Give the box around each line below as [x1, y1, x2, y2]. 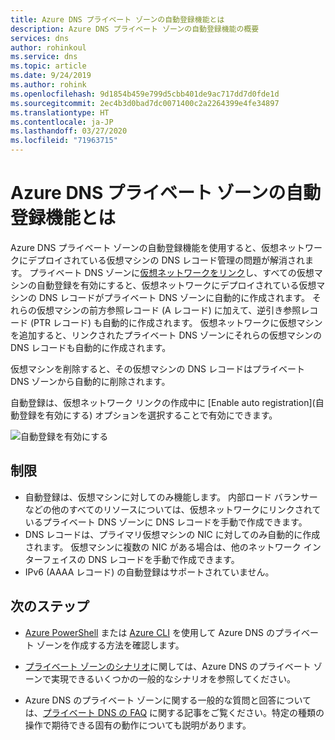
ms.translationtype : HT [10, 107, 110, 118]
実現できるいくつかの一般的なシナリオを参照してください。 [51, 672, 296, 685]
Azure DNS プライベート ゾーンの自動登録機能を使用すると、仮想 [10, 241, 280, 253]
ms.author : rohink [10, 80, 87, 90]
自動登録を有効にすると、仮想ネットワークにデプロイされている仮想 [36, 279, 317, 291]
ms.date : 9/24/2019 [10, 71, 92, 81]
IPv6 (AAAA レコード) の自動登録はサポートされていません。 [24, 566, 275, 578]
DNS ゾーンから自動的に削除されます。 [10, 375, 171, 387]
